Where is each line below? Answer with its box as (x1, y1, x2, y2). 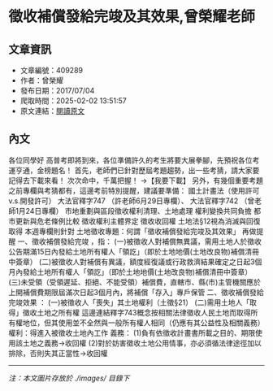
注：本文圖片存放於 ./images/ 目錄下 (8, 373, 130, 383)
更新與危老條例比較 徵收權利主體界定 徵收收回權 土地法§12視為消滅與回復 (15, 216, 261, 226)
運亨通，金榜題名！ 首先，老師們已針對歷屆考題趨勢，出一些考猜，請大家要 (8, 165, 260, 175)
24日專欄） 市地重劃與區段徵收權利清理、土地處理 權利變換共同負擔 (25, 206, 252, 215)
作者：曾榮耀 (19, 76, 63, 85)
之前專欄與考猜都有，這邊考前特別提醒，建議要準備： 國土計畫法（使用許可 (8, 185, 260, 195)
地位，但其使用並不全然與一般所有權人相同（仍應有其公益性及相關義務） (22, 318, 265, 328)
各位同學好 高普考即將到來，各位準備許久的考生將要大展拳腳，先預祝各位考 (8, 155, 260, 165)
